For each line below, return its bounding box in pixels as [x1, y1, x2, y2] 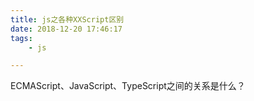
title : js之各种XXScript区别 [10, 14, 125, 25]
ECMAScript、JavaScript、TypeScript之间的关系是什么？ [10, 80, 246, 92]
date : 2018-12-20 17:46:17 [10, 24, 123, 34]
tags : [10, 33, 33, 43]
